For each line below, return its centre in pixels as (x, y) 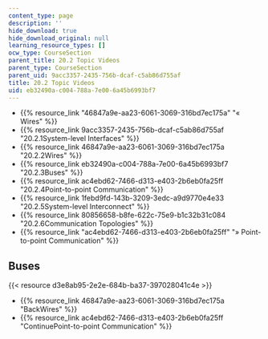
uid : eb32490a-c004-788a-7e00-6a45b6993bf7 (82, 90)
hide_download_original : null (59, 38)
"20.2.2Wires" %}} (51, 155)
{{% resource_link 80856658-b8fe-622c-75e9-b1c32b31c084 (123, 215)
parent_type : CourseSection (55, 68)
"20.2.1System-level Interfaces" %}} (79, 139)
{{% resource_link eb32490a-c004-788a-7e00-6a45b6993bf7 (124, 164)
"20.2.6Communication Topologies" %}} (87, 224)
